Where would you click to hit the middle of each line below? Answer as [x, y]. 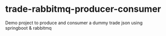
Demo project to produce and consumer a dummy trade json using [74, 23]
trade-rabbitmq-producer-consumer [83, 9]
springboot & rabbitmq [28, 28]
